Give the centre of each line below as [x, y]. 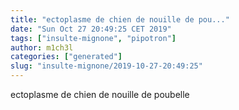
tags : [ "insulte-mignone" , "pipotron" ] [93, 38]
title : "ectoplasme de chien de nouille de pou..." [120, 19]
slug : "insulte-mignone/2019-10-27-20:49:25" [106, 66]
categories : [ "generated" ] [66, 57]
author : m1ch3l [42, 47]
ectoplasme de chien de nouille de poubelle [100, 94]
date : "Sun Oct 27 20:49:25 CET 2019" [91, 29]
